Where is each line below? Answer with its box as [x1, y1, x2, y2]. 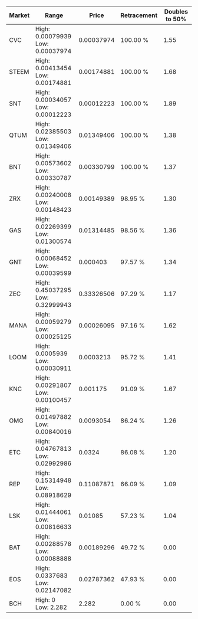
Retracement [120, 11, 158, 19]
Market [9, 11, 30, 19]
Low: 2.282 [35, 603, 68, 611]
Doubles [164, 8, 189, 15]
